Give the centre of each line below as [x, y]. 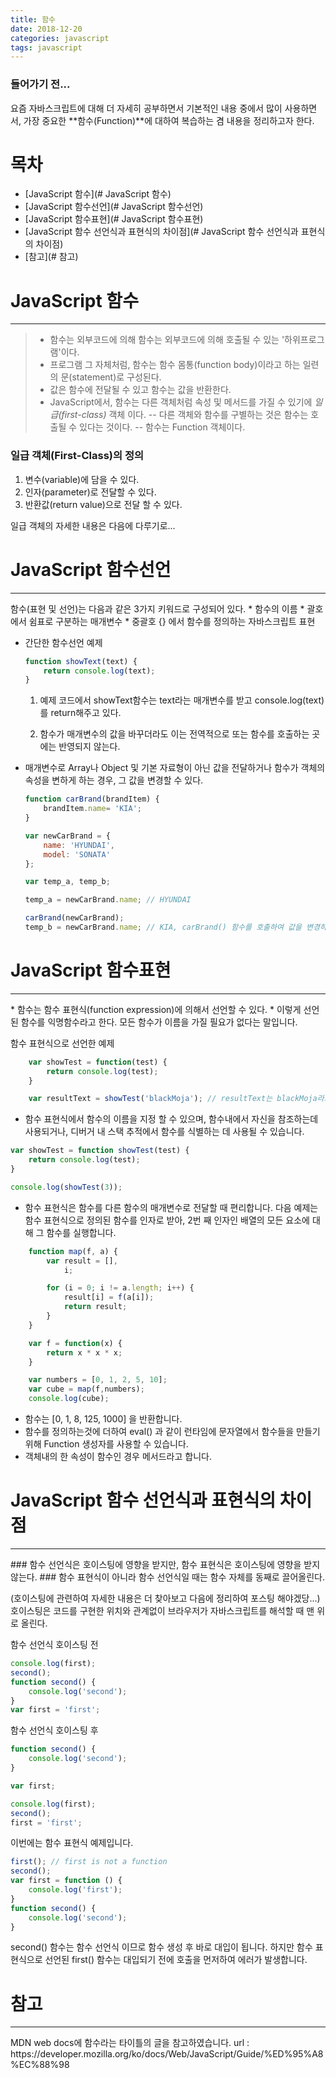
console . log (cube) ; [69, 1399]
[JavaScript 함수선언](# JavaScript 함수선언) [114, 207]
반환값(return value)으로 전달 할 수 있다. [103, 504]
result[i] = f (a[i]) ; [109, 1297]
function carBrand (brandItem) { [92, 799]
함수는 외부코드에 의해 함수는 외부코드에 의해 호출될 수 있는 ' [167, 340]
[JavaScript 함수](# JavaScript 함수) [98, 194]
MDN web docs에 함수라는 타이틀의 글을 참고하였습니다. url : [130, 2043]
